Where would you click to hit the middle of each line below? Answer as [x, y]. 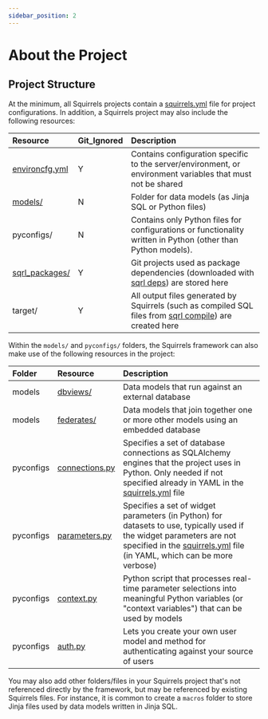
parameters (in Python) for [173, 516]
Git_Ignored [100, 140]
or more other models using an [180, 420]
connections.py [86, 468]
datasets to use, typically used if [183, 525]
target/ [25, 310]
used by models [153, 618]
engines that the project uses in [181, 462]
